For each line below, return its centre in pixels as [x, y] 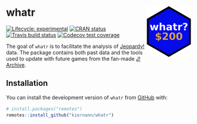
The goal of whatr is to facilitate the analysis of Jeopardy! [75, 46]
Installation [27, 83]
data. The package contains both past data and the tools [74, 52]
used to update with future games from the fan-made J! [73, 58]
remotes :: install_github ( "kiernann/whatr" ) [60, 115]
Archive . [16, 65]
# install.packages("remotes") [44, 109]
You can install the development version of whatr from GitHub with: [87, 97]
